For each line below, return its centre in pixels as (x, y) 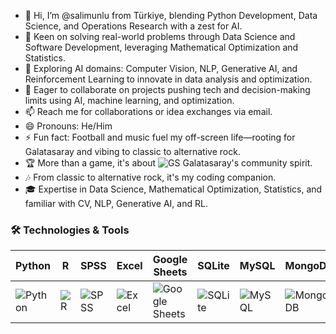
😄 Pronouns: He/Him (68, 126)
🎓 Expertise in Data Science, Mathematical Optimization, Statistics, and (173, 189)
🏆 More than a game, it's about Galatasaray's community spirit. (168, 163)
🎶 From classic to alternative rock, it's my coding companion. (150, 177)
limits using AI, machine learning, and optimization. (129, 100)
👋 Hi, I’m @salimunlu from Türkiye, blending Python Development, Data (171, 15)
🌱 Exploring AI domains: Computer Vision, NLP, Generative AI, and (161, 68)
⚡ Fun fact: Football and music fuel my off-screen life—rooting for (160, 137)
